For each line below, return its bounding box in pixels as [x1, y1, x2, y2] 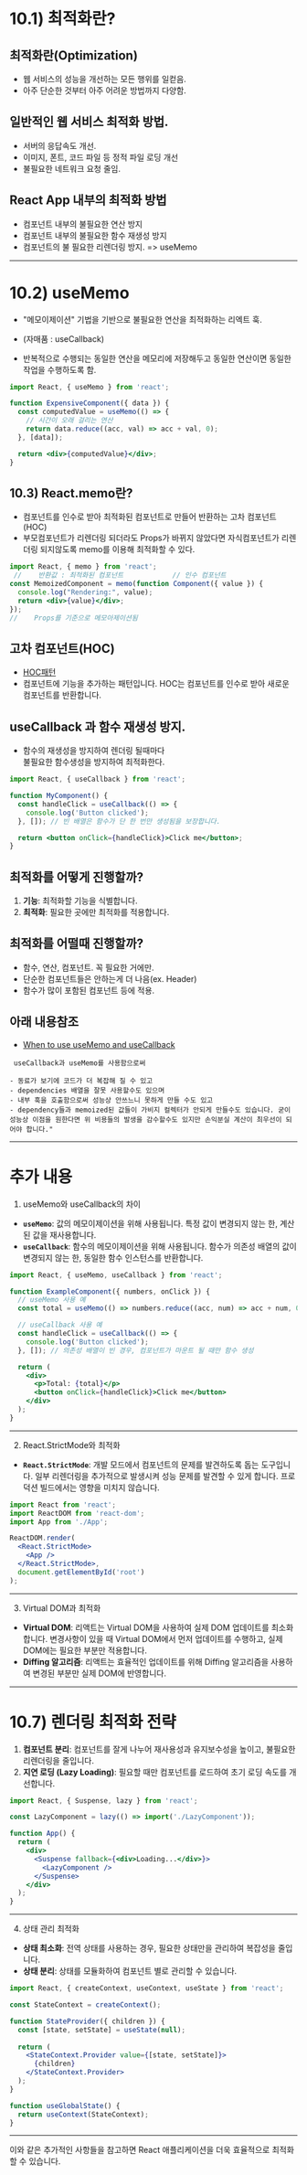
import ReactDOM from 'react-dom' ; [9, 1509, 145, 1518]
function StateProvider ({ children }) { [9, 2017, 166, 2026]
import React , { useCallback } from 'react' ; [9, 774, 185, 784]
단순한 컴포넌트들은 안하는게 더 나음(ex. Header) [22, 973, 197, 984]
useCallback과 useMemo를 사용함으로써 [13, 1058, 146, 1068]
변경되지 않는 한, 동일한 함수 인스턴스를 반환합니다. [22, 1252, 204, 1263]
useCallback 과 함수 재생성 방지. [9, 719, 186, 734]
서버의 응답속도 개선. [22, 140, 97, 151]
